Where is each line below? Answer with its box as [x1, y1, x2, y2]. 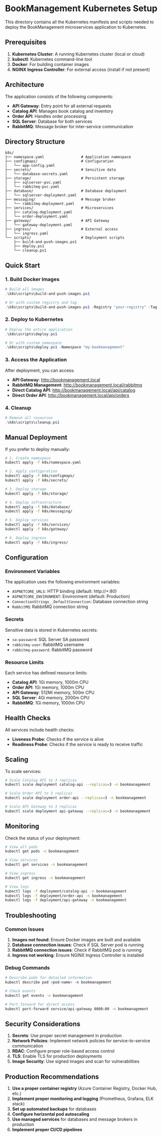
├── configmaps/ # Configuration [5, 159, 114, 164]
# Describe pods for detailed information [5, 975, 92, 980]
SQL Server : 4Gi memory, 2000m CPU [12, 694, 90, 700]
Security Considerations [5, 1020, 81, 1028]
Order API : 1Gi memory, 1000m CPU [12, 684, 84, 690]
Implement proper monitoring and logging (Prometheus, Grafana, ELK [12, 1096, 154, 1102]
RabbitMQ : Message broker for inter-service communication [12, 123, 133, 129]
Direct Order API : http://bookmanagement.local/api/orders [12, 392, 130, 398]
